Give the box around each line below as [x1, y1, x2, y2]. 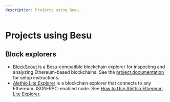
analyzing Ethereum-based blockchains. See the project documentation [12, 69, 164, 75]
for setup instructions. [12, 74, 60, 80]
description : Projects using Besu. [5, 7, 81, 13]
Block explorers [5, 50, 56, 59]
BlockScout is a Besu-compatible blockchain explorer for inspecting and [12, 64, 165, 70]
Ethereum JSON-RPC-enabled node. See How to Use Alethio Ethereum [12, 85, 163, 91]
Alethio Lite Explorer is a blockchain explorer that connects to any [12, 80, 152, 86]
